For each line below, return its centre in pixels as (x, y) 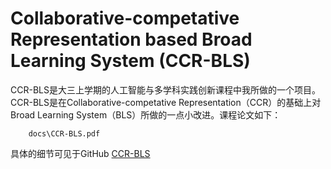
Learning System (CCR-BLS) (130, 61)
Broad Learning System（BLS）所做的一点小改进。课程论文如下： (146, 114)
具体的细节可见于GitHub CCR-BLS (80, 153)
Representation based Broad (131, 39)
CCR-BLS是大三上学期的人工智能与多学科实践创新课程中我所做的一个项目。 (165, 89)
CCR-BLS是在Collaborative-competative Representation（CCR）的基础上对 (166, 102)
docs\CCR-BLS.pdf (64, 133)
